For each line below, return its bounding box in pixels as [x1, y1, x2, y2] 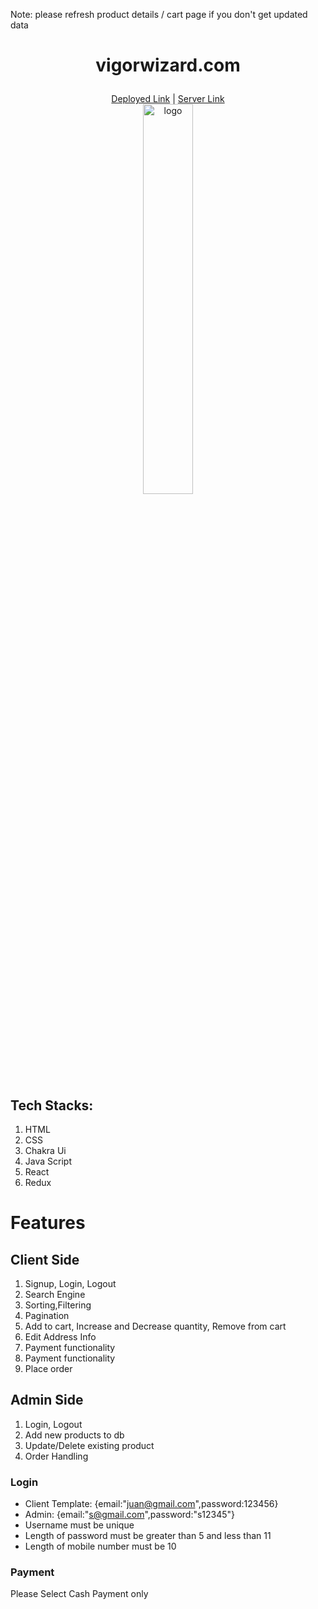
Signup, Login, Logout [24, 1278, 117, 1289]
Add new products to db [24, 1429, 125, 1441]
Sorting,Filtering [24, 1299, 92, 1311]
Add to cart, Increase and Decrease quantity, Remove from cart [24, 1320, 287, 1332]
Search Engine [24, 1289, 86, 1300]
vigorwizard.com [95, 54, 241, 77]
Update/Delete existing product [24, 1439, 155, 1451]
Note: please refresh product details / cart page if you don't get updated [10, 9, 308, 20]
